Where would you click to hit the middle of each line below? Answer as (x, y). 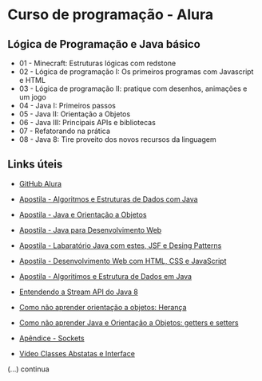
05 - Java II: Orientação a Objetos (75, 114)
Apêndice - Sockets (52, 338)
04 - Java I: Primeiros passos (67, 106)
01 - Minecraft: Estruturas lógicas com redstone (97, 63)
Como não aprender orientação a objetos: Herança (103, 307)
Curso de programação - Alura (111, 15)
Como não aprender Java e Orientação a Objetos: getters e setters (129, 322)
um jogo (33, 97)
